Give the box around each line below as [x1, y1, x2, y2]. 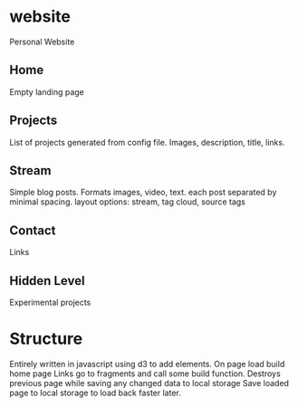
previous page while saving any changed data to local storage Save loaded [9, 377, 290, 388]
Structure [9, 328, 83, 349]
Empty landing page [9, 86, 84, 97]
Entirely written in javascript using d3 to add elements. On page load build [9, 358, 285, 369]
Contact [9, 222, 56, 238]
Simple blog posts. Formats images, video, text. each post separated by [9, 187, 277, 198]
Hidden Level [9, 273, 85, 289]
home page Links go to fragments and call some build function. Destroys [9, 368, 281, 379]
